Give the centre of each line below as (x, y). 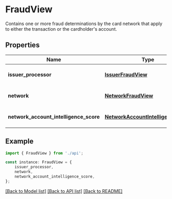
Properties (23, 45)
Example (19, 141)
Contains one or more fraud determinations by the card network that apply (84, 24)
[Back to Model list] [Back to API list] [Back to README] (64, 191)
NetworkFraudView (129, 96)
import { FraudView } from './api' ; (44, 153)
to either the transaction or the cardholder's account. (61, 29)
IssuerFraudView (126, 74)
